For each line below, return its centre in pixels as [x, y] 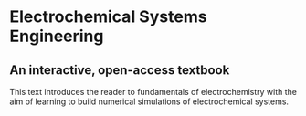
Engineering [57, 36]
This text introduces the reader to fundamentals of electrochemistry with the [153, 92]
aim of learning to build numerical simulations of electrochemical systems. [149, 101]
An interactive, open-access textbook [120, 70]
